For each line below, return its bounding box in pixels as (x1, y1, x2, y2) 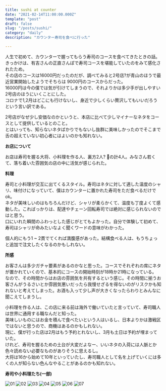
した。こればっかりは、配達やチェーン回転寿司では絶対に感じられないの (9, 206, 157, 212)
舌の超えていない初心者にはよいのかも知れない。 (5, 132, 105, 138)
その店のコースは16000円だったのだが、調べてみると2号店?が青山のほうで (5, 72, 157, 78)
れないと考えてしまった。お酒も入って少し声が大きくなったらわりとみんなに (5, 287, 161, 293)
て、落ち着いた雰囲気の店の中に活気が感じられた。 (5, 160, 110, 166)
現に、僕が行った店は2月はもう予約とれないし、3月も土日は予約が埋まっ (5, 329, 154, 335)
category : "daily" (5, 30, 43, 35)
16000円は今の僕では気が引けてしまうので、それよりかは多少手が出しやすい (5, 85, 161, 91)
